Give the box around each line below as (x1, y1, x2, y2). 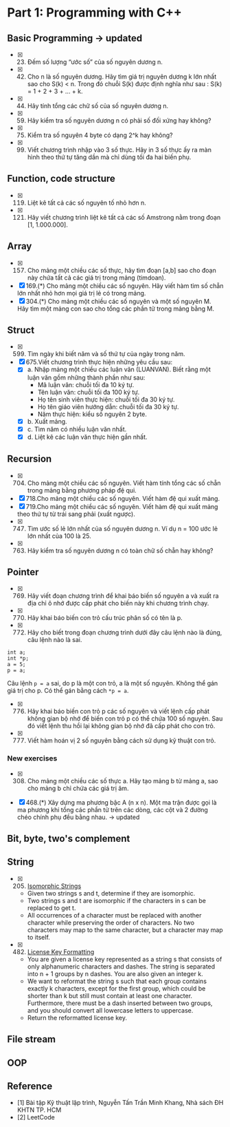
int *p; (7, 655, 30, 662)
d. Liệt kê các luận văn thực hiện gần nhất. (27, 433, 148, 441)
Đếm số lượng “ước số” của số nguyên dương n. (27, 58, 163, 66)
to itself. (27, 933, 50, 941)
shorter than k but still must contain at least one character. (27, 991, 193, 1000)
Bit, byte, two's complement (7, 833, 130, 845)
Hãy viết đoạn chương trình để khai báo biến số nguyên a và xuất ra (27, 592, 219, 600)
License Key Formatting (27, 947, 95, 955)
